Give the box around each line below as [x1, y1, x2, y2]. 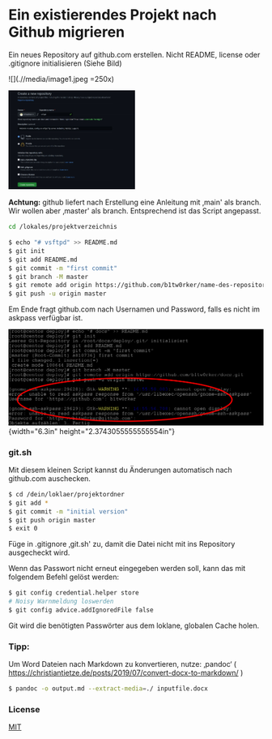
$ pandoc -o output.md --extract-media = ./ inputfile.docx [8, 685, 208, 693]
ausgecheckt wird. [8, 548, 70, 557]
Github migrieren [8, 23, 125, 41]
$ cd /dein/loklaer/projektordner [8, 490, 125, 498]
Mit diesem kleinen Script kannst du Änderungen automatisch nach [8, 465, 232, 475]
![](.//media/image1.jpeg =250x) [8, 74, 115, 84]
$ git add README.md [8, 256, 79, 264]
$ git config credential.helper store [8, 589, 139, 597]
